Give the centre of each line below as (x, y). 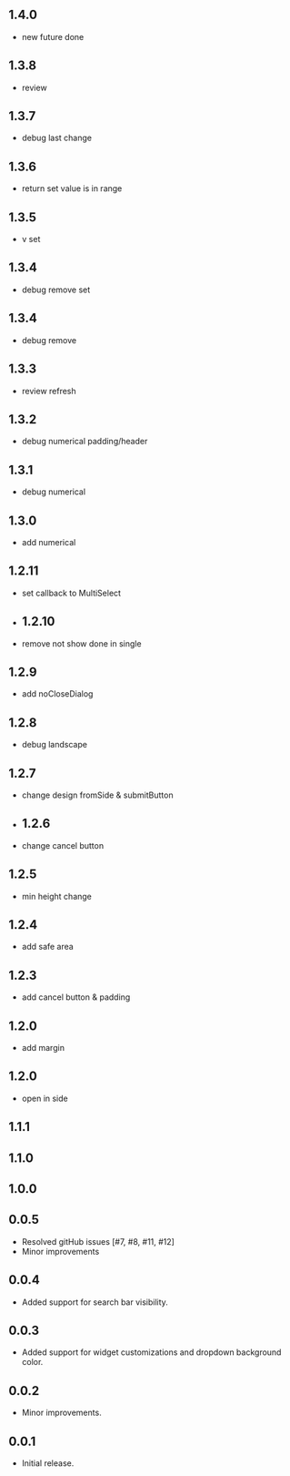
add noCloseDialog (57, 694)
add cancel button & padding (76, 997)
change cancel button (63, 845)
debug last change (57, 138)
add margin (43, 1048)
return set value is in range (72, 188)
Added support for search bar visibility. (95, 1302)
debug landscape (55, 745)
